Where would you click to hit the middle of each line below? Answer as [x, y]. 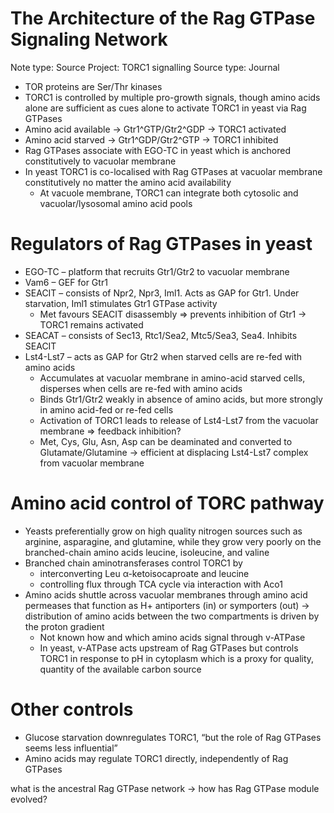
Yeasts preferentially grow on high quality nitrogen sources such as [163, 531]
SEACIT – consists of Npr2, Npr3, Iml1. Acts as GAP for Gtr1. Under [162, 293]
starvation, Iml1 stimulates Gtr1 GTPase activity [121, 303]
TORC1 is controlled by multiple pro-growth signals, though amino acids [172, 97]
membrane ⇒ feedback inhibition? [110, 431]
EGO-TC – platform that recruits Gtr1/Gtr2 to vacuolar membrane [157, 271]
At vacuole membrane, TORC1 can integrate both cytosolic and [169, 193]
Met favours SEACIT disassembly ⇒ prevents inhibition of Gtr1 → [173, 314]
